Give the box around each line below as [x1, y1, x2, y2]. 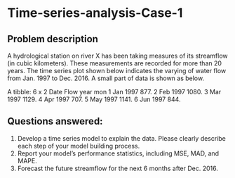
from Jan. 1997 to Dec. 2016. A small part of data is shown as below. [7, 74, 205, 82]
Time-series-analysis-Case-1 [7, 5, 183, 21]
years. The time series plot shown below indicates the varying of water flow [7, 67, 227, 75]
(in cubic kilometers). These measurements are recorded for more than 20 [7, 59, 222, 68]
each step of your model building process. [17, 141, 140, 150]
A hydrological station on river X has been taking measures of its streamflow [7, 51, 228, 60]
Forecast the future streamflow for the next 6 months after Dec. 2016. [17, 164, 219, 172]
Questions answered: [7, 115, 103, 127]
